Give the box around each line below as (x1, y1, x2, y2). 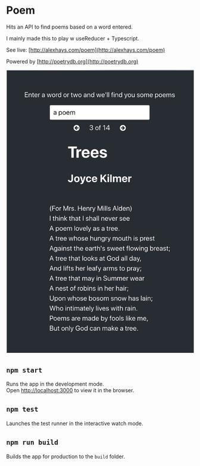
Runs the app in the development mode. (6, 380, 104, 387)
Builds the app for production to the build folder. (6, 453, 126, 460)
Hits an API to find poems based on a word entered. (6, 23, 133, 30)
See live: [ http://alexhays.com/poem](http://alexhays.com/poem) (6, 46, 165, 54)
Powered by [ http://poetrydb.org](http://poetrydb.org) (6, 58, 139, 65)
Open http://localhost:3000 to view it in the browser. (6, 386, 135, 393)
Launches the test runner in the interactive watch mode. (6, 420, 144, 427)
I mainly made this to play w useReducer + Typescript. (6, 35, 140, 42)
